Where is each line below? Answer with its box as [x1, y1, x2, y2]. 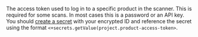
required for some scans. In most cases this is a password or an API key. [6, 11, 185, 18]
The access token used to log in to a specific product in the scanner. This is [6, 5, 192, 12]
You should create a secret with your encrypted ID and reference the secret [6, 18, 192, 24]
